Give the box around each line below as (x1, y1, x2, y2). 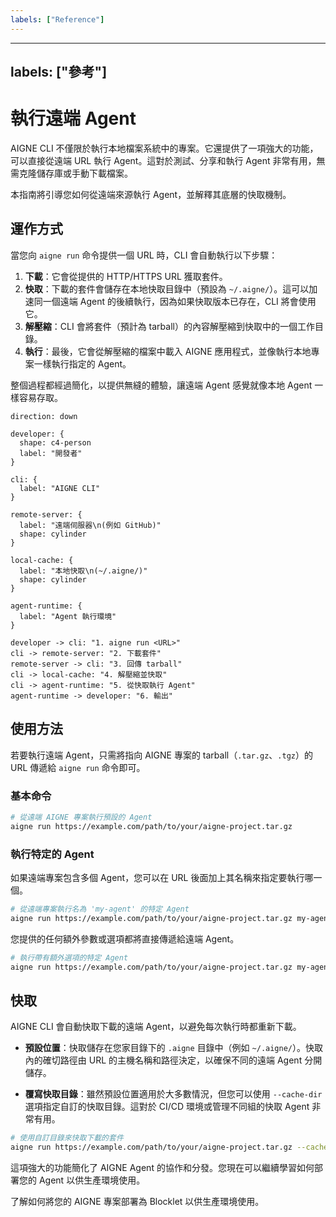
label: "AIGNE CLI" (19, 483, 101, 493)
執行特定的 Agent (10, 847, 95, 861)
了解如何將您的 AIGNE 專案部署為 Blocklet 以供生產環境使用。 (10, 1195, 265, 1207)
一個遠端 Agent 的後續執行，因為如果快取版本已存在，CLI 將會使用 (42, 295, 317, 307)
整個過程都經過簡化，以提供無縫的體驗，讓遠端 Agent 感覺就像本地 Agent (10, 379, 313, 391)
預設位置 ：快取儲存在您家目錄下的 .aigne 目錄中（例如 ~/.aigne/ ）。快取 (24, 1042, 323, 1054)
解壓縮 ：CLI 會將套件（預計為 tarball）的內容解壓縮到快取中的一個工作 (24, 320, 315, 332)
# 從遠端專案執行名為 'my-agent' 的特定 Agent (10, 904, 190, 914)
